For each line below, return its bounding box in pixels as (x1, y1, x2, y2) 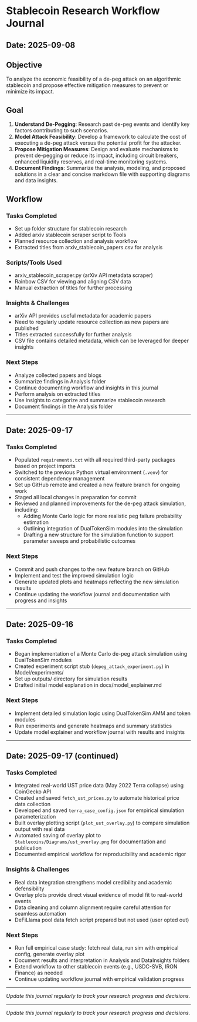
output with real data (14, 826, 65, 833)
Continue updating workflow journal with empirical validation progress (14, 976, 185, 983)
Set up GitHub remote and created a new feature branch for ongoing (14, 481, 180, 489)
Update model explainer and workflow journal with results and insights (14, 728, 185, 736)
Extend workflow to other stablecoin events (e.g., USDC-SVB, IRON (14, 963, 178, 970)
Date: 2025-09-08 (6, 40, 76, 50)
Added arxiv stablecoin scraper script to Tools (14, 231, 127, 238)
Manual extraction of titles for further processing (14, 284, 133, 292)
